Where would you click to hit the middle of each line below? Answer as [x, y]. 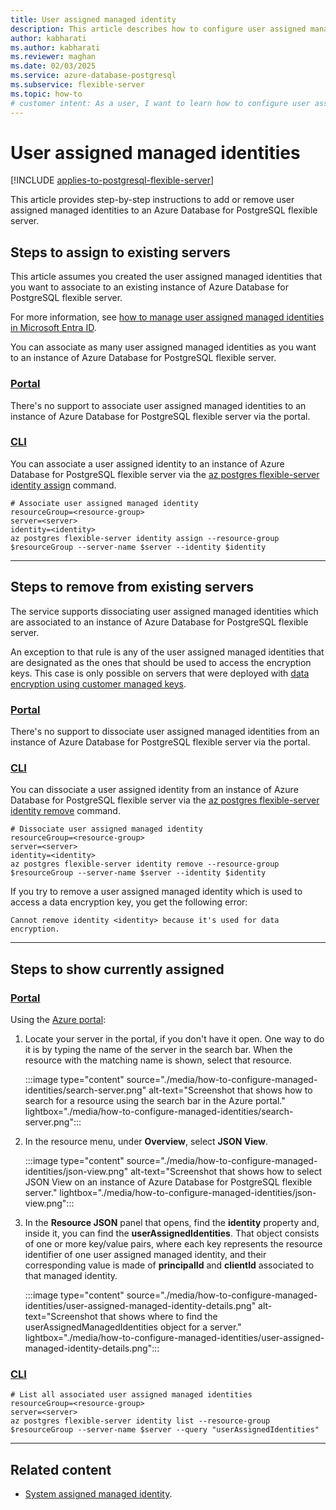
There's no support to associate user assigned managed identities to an [158, 405]
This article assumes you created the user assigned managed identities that [166, 277]
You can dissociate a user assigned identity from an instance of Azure [154, 790]
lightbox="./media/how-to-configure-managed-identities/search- [159, 1111]
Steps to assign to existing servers [120, 252]
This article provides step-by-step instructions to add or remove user [152, 200]
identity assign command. [63, 485]
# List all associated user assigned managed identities [131, 1395]
